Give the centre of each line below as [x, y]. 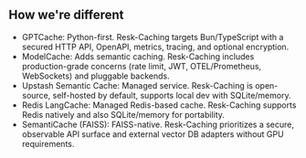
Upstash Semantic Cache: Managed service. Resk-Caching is [137, 85]
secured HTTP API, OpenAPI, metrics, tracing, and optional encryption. [155, 47]
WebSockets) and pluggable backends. [95, 76]
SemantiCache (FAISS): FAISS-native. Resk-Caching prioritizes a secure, [158, 124]
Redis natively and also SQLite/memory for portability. [123, 114]
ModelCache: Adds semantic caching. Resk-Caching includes [138, 56]
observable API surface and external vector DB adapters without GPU [153, 134]
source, [36, 95]
